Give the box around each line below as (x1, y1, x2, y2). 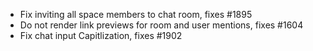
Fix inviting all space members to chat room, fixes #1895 (19, 9, 253, 20)
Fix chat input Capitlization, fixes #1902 (19, 30, 183, 41)
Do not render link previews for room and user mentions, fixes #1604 (19, 19, 304, 31)
